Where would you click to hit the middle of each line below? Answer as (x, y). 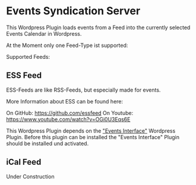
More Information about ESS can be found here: (65, 101)
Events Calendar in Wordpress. (44, 33)
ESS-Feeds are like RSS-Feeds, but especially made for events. (83, 90)
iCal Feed (24, 162)
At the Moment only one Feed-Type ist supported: (67, 45)
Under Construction (30, 176)
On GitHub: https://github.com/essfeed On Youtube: (70, 113)
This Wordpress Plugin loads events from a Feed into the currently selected (98, 27)
